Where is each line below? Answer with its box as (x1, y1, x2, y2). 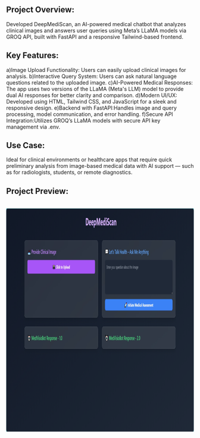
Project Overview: (6, 5, 74, 15)
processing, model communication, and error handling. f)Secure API (6, 110, 174, 118)
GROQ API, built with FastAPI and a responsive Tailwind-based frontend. (6, 33, 183, 40)
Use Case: (6, 140, 45, 151)
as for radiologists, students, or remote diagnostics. (6, 169, 133, 176)
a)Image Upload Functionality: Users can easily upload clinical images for (6, 66, 186, 73)
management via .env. (6, 123, 61, 130)
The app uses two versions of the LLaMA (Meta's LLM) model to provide (6, 85, 184, 92)
